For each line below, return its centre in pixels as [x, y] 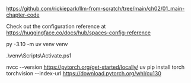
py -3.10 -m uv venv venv [37, 44]
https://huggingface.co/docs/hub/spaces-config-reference [79, 33]
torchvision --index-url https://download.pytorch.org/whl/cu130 [84, 73]
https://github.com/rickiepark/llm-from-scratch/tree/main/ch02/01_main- [95, 9]
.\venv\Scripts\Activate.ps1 [39, 55]
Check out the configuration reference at [56, 26]
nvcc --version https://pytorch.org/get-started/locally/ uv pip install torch [95, 67]
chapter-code [23, 15]
